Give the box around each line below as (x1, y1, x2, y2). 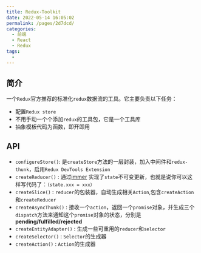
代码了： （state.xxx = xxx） (26, 181, 95, 188)
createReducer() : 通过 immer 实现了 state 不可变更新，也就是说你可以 (15, 174, 188, 181)
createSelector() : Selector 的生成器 (15, 233, 107, 240)
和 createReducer (15, 196, 56, 203)
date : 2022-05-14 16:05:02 (6, 15, 75, 21)
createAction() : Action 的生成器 (15, 240, 96, 248)
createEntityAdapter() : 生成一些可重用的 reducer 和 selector (15, 225, 166, 232)
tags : (6, 49, 20, 55)
